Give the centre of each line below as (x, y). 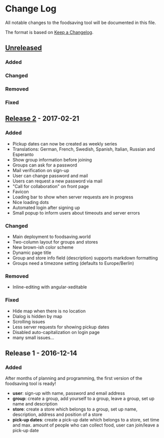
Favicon (20, 191)
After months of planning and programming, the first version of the (74, 378)
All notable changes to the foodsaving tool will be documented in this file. (81, 22)
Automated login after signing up (46, 207)
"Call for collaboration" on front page (50, 186)
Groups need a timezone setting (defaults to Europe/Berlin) (73, 263)
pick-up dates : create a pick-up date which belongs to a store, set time (86, 420)
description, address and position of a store (57, 414)
